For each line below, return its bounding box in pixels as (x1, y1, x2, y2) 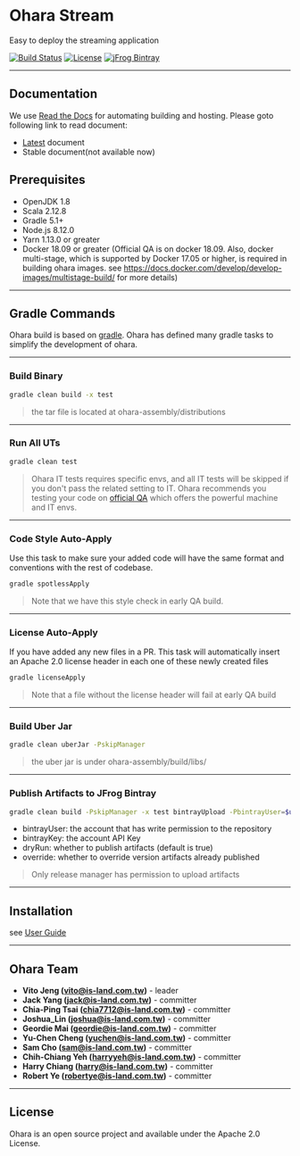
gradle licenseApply (9, 673, 87, 683)
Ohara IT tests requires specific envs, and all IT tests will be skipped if (30, 473, 289, 484)
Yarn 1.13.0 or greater (21, 234, 101, 245)
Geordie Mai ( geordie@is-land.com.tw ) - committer (21, 1023, 217, 1034)
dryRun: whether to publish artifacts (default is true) (21, 843, 213, 853)
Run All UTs (9, 437, 61, 449)
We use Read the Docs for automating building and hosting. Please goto (9, 110, 274, 121)
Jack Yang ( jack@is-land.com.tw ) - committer (21, 994, 197, 1005)
